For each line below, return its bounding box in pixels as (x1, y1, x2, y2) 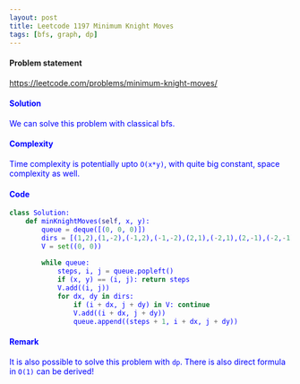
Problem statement (9, 57, 82, 68)
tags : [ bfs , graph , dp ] (9, 30, 99, 39)
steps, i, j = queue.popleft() (56, 266, 175, 276)
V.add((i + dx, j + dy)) (73, 309, 167, 318)
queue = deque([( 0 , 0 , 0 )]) (41, 225, 146, 234)
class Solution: (9, 208, 70, 218)
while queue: (41, 258, 90, 267)
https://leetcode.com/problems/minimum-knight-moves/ (9, 77, 218, 88)
